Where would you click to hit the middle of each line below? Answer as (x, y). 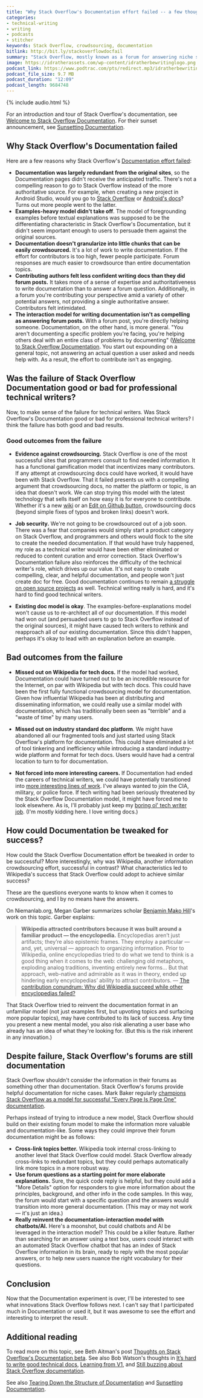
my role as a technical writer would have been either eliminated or (97, 549)
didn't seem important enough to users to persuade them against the (101, 230)
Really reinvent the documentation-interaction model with (89, 1220)
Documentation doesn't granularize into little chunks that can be (98, 243)
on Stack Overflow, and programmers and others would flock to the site (104, 536)
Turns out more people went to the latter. (66, 204)
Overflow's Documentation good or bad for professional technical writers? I (100, 418)
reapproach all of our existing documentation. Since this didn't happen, (103, 632)
